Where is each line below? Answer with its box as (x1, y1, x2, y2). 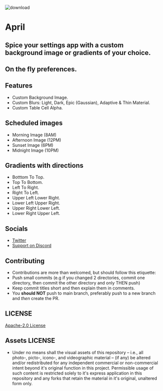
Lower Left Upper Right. (12, 200, 60, 206)
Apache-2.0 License (5, 322, 46, 328)
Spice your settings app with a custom (5, 41, 124, 49)
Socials (5, 224, 28, 233)
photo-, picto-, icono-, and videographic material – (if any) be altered (12, 355, 151, 360)
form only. (12, 380, 33, 386)
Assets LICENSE (5, 337, 55, 345)
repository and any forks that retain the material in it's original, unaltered (12, 375, 157, 381)
